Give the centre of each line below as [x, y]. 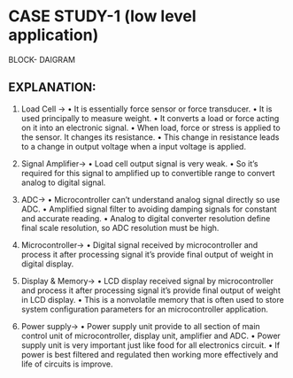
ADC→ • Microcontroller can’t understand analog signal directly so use [150, 199]
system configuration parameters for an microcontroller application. [145, 309]
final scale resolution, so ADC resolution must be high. [120, 228]
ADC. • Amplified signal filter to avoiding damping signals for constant [149, 209]
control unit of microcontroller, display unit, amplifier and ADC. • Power [150, 336]
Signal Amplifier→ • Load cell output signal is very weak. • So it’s [139, 163]
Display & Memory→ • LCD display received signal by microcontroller [147, 281]
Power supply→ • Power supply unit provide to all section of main [140, 326]
